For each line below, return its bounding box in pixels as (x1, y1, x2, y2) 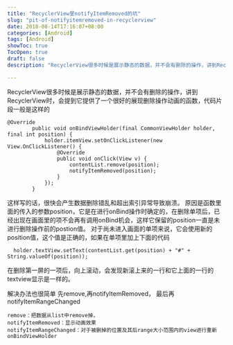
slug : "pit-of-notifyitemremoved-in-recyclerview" (7, 17, 157, 24)
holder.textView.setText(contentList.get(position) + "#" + (13, 247, 191, 254)
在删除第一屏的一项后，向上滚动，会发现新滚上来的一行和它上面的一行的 (7, 266, 214, 274)
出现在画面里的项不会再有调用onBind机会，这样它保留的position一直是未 (12, 215, 221, 224)
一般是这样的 (12, 105, 50, 113)
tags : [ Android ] (7, 36, 54, 43)
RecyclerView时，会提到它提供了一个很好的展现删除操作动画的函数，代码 (7, 96, 216, 105)
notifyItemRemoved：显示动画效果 (7, 319, 96, 326)
